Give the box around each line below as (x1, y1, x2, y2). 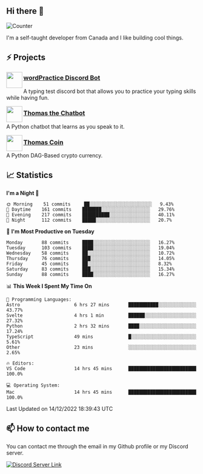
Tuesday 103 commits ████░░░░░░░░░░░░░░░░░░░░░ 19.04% (6, 244, 175, 251)
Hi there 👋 (6, 6, 44, 16)
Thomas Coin (23, 138, 64, 146)
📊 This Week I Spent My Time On (6, 282, 92, 289)
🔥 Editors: (6, 360, 35, 366)
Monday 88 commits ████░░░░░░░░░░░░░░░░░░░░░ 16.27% (6, 239, 175, 246)
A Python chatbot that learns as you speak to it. (6, 123, 125, 130)
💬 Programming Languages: (6, 296, 72, 303)
